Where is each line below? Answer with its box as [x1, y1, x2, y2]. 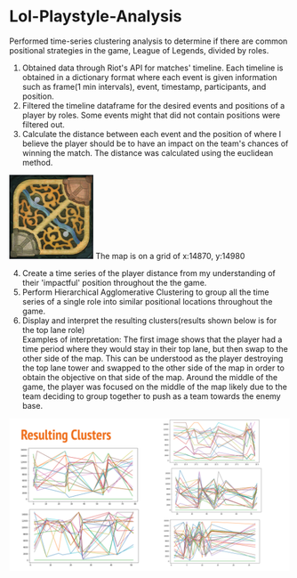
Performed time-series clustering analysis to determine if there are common [9, 36, 288, 46]
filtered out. [21, 118, 65, 130]
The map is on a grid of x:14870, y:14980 [95, 251, 245, 262]
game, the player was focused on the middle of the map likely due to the [21, 381, 287, 393]
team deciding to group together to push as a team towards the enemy [21, 391, 282, 402]
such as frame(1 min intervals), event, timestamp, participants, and [21, 81, 267, 92]
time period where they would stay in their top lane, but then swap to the [21, 344, 289, 354]
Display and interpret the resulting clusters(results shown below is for [21, 315, 277, 326]
